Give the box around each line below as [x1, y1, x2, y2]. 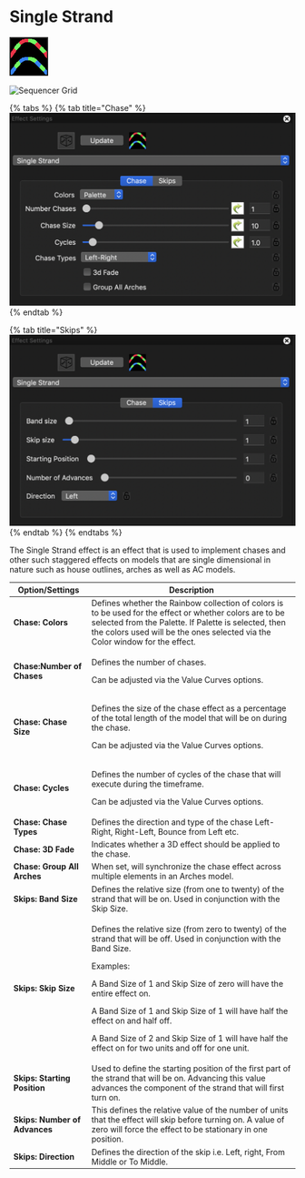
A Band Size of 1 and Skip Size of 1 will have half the [91, 1005, 289, 1016]
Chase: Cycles [13, 782, 70, 793]
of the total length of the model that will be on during [91, 713, 288, 724]
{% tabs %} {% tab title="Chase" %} [9, 102, 147, 113]
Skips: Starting [13, 1072, 71, 1084]
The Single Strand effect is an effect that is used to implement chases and [9, 544, 286, 556]
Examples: [91, 960, 130, 971]
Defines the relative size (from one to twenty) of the [91, 883, 284, 894]
